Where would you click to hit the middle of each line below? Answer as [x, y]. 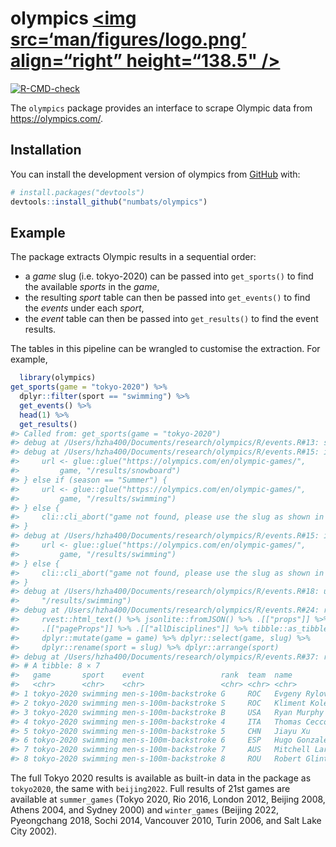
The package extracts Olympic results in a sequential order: [133, 257]
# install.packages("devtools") [77, 192]
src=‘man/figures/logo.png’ [128, 39]
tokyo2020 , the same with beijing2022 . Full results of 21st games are [150, 789]
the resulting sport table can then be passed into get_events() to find [167, 298]
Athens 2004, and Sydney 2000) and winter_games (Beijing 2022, [144, 810]
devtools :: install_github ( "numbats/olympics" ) [109, 202]
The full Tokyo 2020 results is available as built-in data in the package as [161, 778]
